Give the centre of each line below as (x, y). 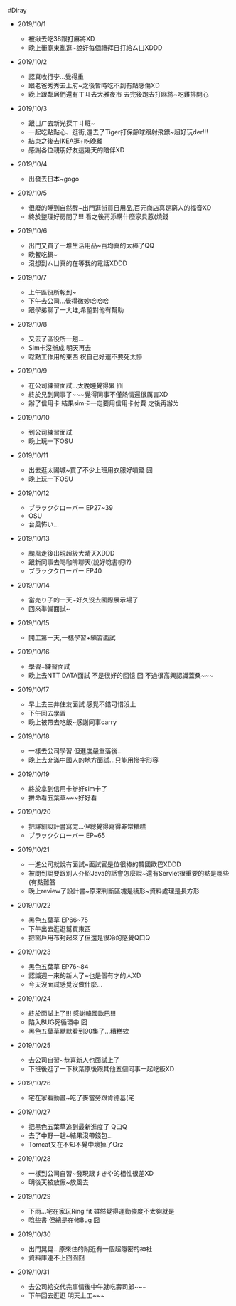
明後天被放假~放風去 (58, 1182)
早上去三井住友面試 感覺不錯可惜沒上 (82, 704)
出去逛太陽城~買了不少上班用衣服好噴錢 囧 (90, 470)
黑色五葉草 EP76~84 (58, 966)
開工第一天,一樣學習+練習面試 (72, 637)
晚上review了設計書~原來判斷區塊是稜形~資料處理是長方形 (114, 891)
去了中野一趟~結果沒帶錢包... (70, 1135)
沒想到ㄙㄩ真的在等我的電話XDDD (78, 263)
